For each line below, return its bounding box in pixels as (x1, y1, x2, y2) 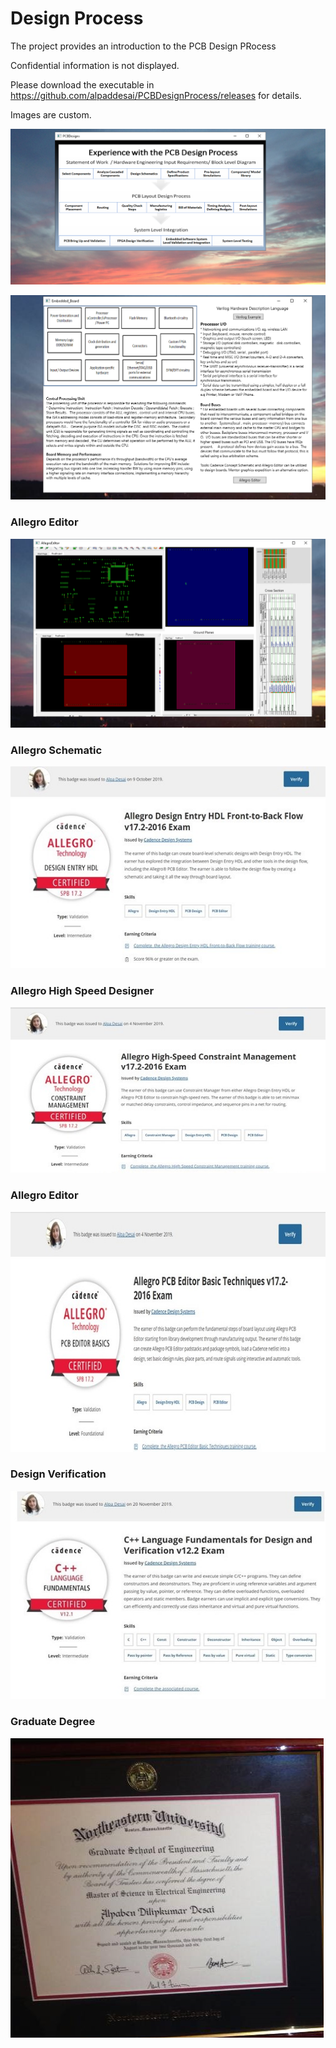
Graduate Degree (10, 1715, 96, 1729)
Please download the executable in (10, 78, 155, 91)
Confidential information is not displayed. (10, 59, 180, 71)
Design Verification (10, 1467, 107, 1481)
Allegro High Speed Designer (10, 983, 155, 997)
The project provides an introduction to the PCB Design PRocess (10, 40, 277, 52)
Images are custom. (10, 108, 92, 121)
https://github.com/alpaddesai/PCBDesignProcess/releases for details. (10, 89, 302, 101)
